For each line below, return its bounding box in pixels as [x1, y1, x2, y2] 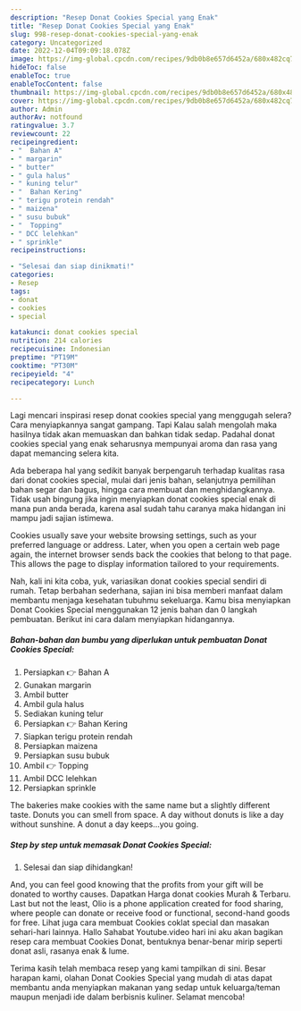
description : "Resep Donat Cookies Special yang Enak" [10, 13, 219, 22]
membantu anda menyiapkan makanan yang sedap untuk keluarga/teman [10, 982, 280, 993]
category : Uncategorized [10, 38, 103, 47]
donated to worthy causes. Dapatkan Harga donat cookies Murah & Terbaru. [10, 889, 291, 899]
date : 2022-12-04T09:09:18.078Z [10, 46, 130, 55]
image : [10, 55, 35, 63]
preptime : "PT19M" [10, 353, 79, 362]
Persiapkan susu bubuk [22, 750, 110, 761]
